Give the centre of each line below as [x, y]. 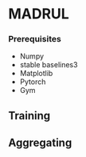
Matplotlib [36, 74]
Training [29, 116]
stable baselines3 [49, 65]
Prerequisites [35, 39]
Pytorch [33, 82]
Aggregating [40, 143]
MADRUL [39, 14]
